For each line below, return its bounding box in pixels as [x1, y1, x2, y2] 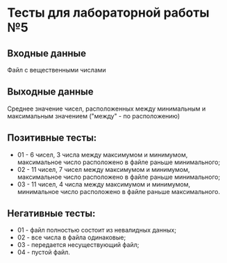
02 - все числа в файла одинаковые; [17, 233, 126, 241]
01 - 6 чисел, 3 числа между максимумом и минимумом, [17, 150, 188, 159]
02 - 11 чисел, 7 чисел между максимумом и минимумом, [17, 165, 190, 173]
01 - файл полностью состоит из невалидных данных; [17, 226, 177, 234]
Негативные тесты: [7, 207, 96, 220]
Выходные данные [7, 86, 94, 98]
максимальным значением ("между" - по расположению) [7, 111, 180, 120]
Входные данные [7, 47, 87, 59]
